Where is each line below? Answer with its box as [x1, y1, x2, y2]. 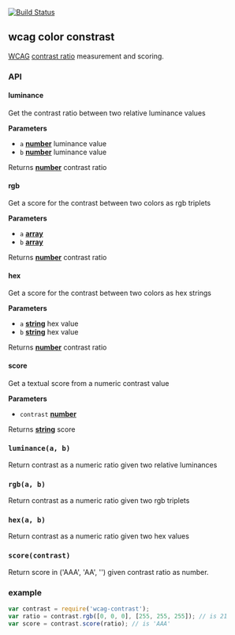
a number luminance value [19, 138, 107, 148]
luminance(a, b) [8, 444, 71, 453]
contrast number [19, 409, 77, 418]
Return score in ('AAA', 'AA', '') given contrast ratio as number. [8, 567, 209, 576]
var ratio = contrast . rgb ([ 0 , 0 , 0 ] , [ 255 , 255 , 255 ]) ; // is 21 [8, 612, 228, 620]
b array [19, 237, 43, 247]
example [8, 587, 42, 598]
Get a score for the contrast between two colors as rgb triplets [8, 198, 211, 208]
